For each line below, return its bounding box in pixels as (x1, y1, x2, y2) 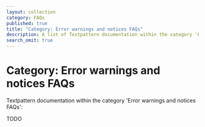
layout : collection (6, 9, 56, 15)
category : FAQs (6, 15, 45, 21)
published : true (6, 20, 48, 26)
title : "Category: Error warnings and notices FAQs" (6, 26, 143, 32)
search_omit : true (6, 37, 53, 43)
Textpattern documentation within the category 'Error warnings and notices (6, 96, 196, 104)
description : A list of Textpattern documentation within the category (6, 32, 192, 38)
